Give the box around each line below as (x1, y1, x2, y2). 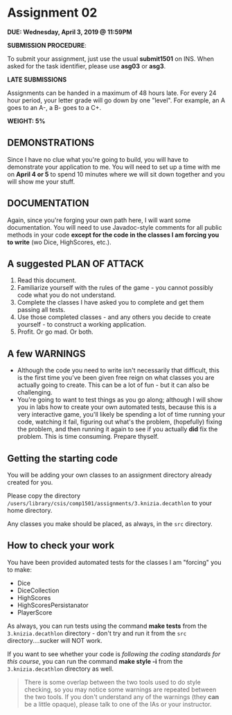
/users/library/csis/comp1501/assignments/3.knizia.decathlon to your (7, 499, 213, 507)
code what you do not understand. (17, 291, 116, 299)
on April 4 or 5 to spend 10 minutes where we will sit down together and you (7, 170, 225, 178)
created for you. (7, 478, 53, 486)
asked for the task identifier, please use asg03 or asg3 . (7, 62, 166, 70)
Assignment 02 (7, 5, 98, 21)
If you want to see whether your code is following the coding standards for (7, 649, 221, 658)
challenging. (17, 388, 53, 397)
